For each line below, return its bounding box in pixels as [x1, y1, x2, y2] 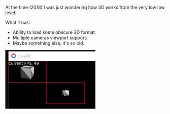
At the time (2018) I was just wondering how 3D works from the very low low [5, 5, 165, 10]
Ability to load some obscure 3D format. [12, 29, 96, 35]
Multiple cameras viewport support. [12, 35, 88, 41]
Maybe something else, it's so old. [12, 40, 85, 46]
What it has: [5, 20, 30, 25]
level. [5, 10, 17, 16]
